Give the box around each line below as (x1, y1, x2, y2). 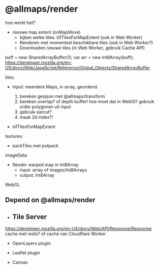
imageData (5, 152, 27, 158)
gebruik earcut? (19, 109, 52, 115)
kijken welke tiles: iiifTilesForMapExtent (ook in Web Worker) (19, 34, 143, 40)
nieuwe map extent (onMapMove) (12, 29, 81, 35)
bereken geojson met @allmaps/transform (19, 93, 105, 99)
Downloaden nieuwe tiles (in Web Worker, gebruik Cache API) (19, 45, 145, 51)
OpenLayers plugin (12, 241, 51, 246)
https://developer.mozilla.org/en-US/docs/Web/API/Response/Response (5, 226, 152, 232)
